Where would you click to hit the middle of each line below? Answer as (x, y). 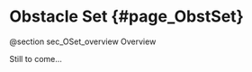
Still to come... (36, 58)
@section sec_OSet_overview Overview (83, 41)
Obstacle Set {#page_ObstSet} (127, 17)
